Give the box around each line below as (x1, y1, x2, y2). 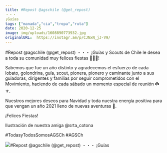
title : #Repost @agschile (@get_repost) (5, 7, 91, 12)
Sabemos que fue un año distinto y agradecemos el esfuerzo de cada (5, 64, 149, 70)
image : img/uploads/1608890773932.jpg (5, 30, 86, 35)
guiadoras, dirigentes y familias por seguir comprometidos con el (5, 75, 139, 81)
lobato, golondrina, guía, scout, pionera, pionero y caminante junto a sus (5, 70, 154, 76)
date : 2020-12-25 (5, 26, 41, 31)
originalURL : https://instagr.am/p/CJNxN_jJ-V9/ (5, 35, 111, 40)
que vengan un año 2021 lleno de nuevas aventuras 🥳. (5, 103, 116, 109)
